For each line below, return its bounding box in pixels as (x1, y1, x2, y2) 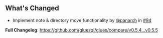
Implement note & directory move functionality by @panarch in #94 (12, 17, 152, 23)
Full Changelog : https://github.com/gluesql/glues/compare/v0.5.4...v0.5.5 (5, 27, 158, 33)
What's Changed (5, 4, 59, 12)
